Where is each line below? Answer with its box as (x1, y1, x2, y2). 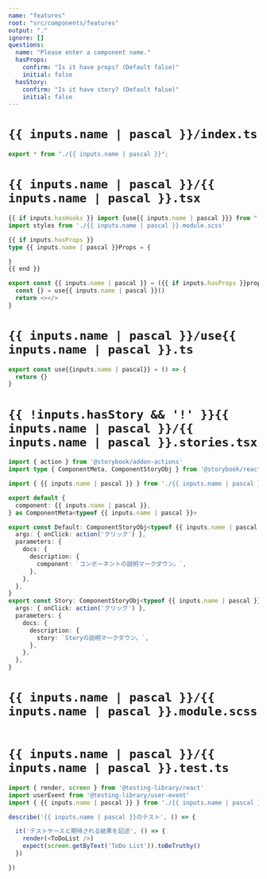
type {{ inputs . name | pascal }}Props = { (8, 243, 151, 251)
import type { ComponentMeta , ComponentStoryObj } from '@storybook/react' (8, 465, 265, 473)
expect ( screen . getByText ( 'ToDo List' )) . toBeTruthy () (22, 842, 201, 850)
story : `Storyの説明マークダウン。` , (37, 634, 149, 642)
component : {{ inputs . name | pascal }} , (15, 501, 151, 509)
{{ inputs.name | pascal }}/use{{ (8, 328, 237, 343)
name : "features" (8, 11, 66, 20)
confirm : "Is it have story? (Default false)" (22, 85, 180, 94)
